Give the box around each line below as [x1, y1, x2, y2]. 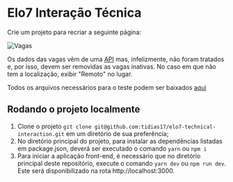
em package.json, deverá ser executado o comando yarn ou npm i [17, 144, 207, 153]
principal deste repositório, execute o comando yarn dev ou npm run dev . [17, 159, 227, 167]
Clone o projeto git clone [17, 122, 92, 130]
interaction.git [17, 130, 65, 137]
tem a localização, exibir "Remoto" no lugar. [7, 70, 133, 78]
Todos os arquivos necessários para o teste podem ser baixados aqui [7, 83, 207, 91]
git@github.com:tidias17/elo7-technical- [94, 123, 216, 130]
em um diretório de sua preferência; [65, 129, 169, 137]
